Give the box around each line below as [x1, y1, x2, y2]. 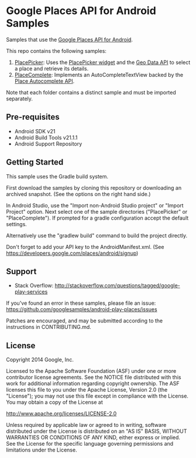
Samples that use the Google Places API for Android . [6, 36, 133, 43]
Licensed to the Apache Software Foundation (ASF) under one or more [6, 368, 177, 375]
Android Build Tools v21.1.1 [14, 134, 78, 141]
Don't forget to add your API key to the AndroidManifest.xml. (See [6, 243, 164, 250]
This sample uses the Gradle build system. [6, 173, 109, 180]
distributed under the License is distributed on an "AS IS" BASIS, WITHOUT [6, 427, 187, 435]
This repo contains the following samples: [6, 47, 107, 54]
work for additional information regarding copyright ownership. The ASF [6, 380, 180, 387]
